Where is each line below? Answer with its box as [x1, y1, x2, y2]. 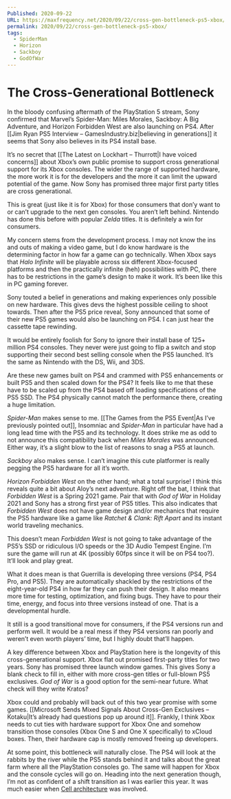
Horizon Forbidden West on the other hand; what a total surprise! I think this [7, 477, 222, 485]
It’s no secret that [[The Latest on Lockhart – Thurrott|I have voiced [7, 150, 197, 159]
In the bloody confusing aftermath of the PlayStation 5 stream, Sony [7, 108, 199, 116]
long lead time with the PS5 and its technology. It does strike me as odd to [7, 428, 217, 437]
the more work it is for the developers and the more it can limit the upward [7, 172, 217, 180]
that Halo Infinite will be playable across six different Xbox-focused [7, 257, 197, 266]
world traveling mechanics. [7, 521, 84, 529]
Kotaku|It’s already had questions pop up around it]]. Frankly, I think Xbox [7, 712, 215, 721]
